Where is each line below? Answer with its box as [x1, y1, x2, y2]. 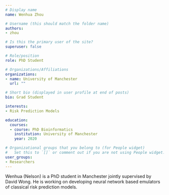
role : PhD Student [5, 58, 44, 63]
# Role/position [5, 53, 39, 58]
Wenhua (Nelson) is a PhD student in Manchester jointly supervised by [5, 173, 152, 179]
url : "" [10, 81, 26, 86]
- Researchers [5, 159, 35, 164]
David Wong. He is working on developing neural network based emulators [5, 178, 160, 184]
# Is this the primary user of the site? [5, 40, 94, 45]
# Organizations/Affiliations [5, 67, 69, 72]
